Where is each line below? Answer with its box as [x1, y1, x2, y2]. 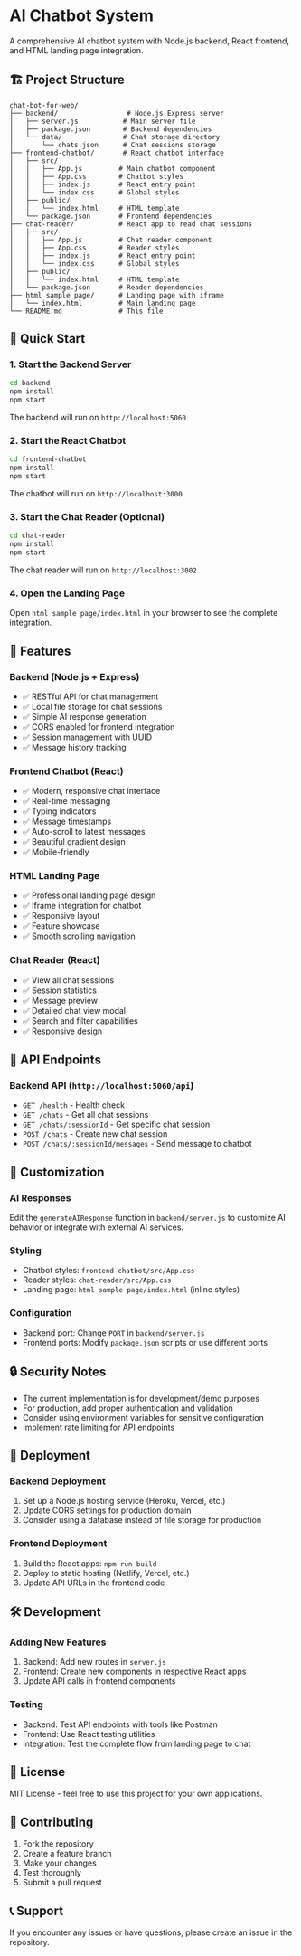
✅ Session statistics [22, 985, 98, 996]
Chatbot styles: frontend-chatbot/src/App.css [22, 1265, 195, 1276]
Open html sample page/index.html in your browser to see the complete [9, 608, 278, 619]
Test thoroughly [22, 1867, 81, 1878]
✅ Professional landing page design [22, 890, 156, 901]
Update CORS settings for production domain [22, 1505, 192, 1516]
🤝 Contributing [9, 1814, 94, 1829]
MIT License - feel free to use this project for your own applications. [9, 1788, 263, 1800]
